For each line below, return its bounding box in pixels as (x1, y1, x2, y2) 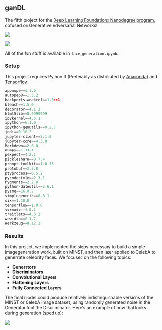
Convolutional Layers (12, 274, 57, 280)
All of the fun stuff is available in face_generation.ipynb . (5, 50, 119, 56)
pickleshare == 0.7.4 (5, 157, 45, 162)
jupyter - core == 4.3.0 (5, 139, 48, 144)
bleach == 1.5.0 (5, 102, 34, 107)
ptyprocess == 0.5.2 (5, 171, 43, 176)
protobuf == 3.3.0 (5, 166, 38, 171)
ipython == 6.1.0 (5, 120, 36, 125)
